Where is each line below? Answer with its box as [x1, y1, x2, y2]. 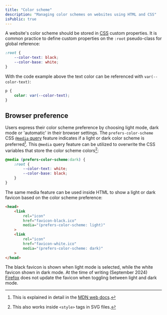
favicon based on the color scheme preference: [5, 194, 103, 200]
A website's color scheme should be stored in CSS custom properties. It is [5, 30, 158, 36]
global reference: [5, 41, 41, 47]
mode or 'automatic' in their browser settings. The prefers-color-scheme [5, 130, 154, 136]
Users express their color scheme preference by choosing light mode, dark [5, 125, 159, 131]
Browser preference [5, 111, 69, 120]
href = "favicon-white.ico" [23, 241, 77, 246]
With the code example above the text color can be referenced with [5, 73, 143, 79]
